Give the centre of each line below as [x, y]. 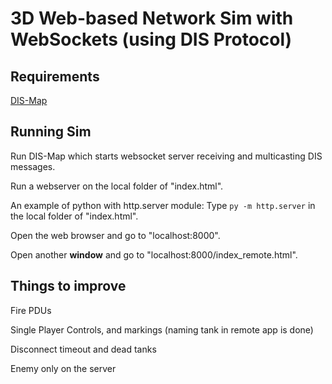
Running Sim [51, 132]
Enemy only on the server [63, 368]
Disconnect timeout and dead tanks [83, 349]
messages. [33, 166]
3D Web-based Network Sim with [152, 18]
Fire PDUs [31, 310]
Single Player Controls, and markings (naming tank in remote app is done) [162, 329]
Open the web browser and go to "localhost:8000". [115, 235]
